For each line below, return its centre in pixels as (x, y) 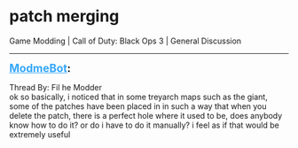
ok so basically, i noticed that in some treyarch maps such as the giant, (138, 97)
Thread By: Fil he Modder (56, 87)
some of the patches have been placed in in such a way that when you (138, 106)
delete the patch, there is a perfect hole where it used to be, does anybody (146, 115)
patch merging (64, 16)
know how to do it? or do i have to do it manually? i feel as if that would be (144, 125)
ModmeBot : (40, 68)
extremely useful (40, 134)
